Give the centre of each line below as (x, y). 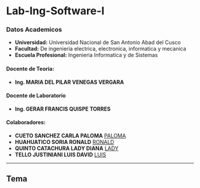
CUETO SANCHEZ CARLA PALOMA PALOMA (70, 136)
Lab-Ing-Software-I (55, 11)
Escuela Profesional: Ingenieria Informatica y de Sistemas (86, 55)
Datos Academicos (34, 30)
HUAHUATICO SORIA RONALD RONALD (64, 142)
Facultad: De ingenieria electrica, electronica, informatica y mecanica (100, 49)
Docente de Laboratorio (36, 96)
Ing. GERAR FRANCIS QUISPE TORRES (63, 109)
